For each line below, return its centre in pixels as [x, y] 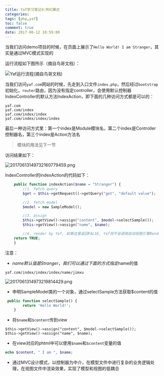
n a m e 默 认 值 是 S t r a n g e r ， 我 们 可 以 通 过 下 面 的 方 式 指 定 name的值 [75, 263]
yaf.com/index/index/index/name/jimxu [44, 272]
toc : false [16, 23]
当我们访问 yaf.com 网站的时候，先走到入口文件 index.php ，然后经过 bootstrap [82, 84]
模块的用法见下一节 [36, 145]
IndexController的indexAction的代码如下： [48, 175]
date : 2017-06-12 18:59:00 [32, 32]
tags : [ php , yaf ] [21, 19]
